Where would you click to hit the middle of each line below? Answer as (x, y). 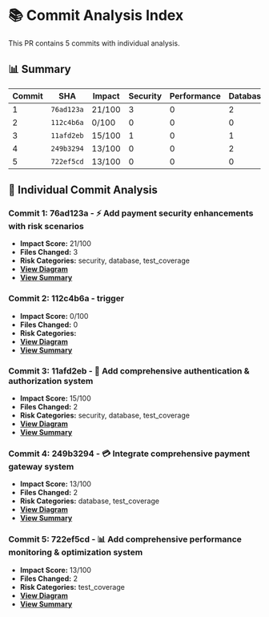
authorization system (51, 381)
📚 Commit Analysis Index (96, 16)
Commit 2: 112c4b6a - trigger (66, 299)
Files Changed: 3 (49, 252)
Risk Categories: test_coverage (72, 587)
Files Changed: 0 (49, 325)
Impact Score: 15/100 (55, 398)
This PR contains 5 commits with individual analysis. (94, 43)
